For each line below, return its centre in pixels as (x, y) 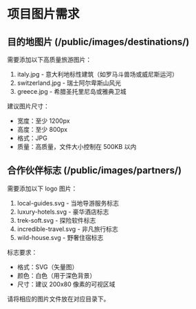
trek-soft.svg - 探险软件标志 (56, 220)
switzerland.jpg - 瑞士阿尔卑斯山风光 (69, 83)
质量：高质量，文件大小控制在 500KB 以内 (77, 147)
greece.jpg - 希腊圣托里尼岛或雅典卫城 (72, 91)
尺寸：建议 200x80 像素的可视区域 (66, 284)
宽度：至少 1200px (43, 121)
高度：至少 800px (42, 129)
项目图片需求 (44, 14)
